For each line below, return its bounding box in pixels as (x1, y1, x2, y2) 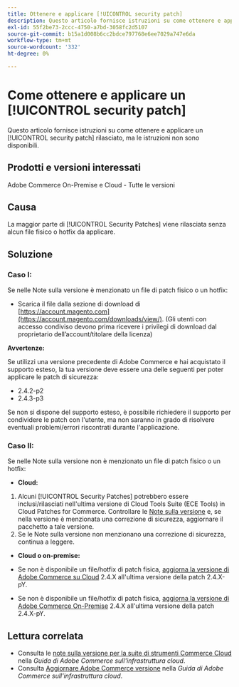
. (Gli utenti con (161, 315, 207, 324)
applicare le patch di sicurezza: (7, 373, 99, 381)
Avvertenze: (7, 343, 45, 353)
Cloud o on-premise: (17, 552, 80, 560)
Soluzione (7, 248, 53, 260)
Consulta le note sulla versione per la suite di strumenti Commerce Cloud (17, 649, 232, 658)
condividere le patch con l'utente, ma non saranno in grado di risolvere (7, 415, 215, 424)
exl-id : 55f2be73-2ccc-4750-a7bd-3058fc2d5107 (7, 24, 148, 31)
